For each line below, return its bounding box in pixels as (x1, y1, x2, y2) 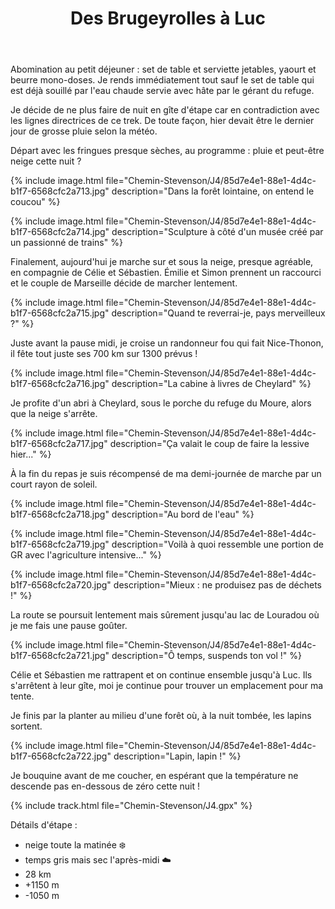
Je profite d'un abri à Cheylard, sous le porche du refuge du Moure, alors (10, 397, 312, 409)
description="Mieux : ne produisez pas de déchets (113, 579, 322, 591)
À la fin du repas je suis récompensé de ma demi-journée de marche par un (10, 468, 322, 480)
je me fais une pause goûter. (10, 620, 128, 632)
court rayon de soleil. (10, 478, 98, 491)
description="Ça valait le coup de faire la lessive (109, 438, 310, 450)
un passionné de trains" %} (10, 237, 123, 249)
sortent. (10, 720, 43, 732)
